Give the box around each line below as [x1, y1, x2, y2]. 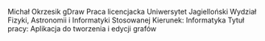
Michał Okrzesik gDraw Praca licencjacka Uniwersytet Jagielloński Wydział [7, 7, 257, 16]
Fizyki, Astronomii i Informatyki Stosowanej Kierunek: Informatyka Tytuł [7, 15, 245, 25]
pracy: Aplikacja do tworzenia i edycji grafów [7, 24, 157, 33]
